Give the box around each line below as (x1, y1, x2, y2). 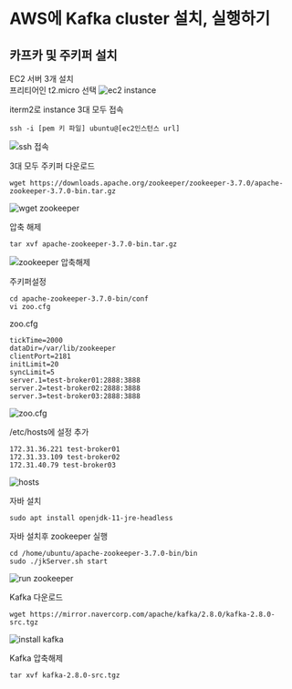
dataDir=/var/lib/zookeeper (9, 344, 117, 353)
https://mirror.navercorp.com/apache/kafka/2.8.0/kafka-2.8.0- (29, 610, 276, 619)
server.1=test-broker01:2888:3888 (9, 375, 141, 385)
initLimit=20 (9, 360, 59, 369)
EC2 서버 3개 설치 (9, 74, 75, 84)
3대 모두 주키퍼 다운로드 (9, 160, 96, 171)
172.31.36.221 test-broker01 (9, 445, 120, 454)
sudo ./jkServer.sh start (9, 557, 108, 566)
